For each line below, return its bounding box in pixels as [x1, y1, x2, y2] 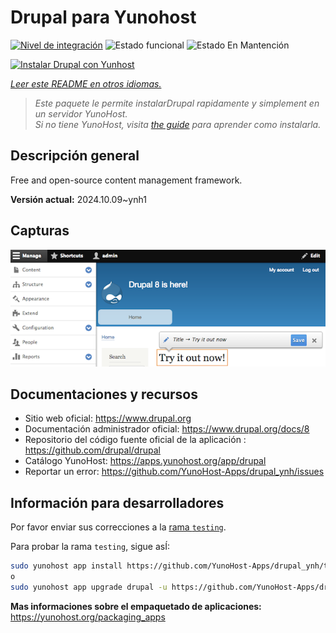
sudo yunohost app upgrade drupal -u [10, 582, 168, 592]
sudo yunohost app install [10, 561, 123, 571]
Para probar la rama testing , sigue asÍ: [10, 541, 170, 553]
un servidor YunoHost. [34, 107, 128, 120]
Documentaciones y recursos [10, 386, 198, 403]
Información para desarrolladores [10, 494, 225, 511]
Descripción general [10, 147, 140, 165]
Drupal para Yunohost [10, 6, 197, 29]
